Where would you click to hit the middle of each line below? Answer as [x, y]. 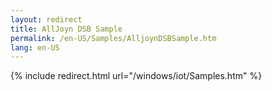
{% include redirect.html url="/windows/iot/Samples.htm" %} [136, 76]
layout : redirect [46, 19]
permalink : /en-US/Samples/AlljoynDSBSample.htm [113, 38]
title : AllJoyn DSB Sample [66, 29]
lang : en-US [35, 47]
